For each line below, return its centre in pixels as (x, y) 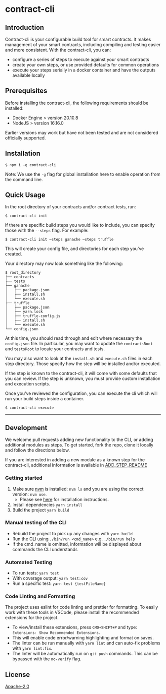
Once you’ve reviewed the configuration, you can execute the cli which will (82, 393)
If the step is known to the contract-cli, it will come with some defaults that (81, 374)
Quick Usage (25, 195)
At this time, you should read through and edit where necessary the (74, 338)
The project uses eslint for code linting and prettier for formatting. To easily (82, 607)
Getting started (24, 478)
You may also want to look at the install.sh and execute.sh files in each (79, 359)
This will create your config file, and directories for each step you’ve (75, 249)
